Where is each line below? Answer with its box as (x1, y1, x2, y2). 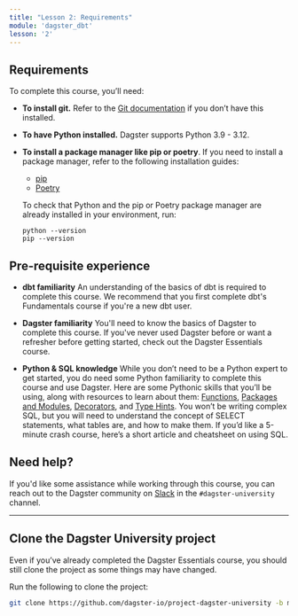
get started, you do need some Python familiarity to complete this (21, 373, 262, 383)
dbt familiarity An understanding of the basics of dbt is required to (21, 282, 267, 292)
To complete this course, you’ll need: (9, 86, 145, 97)
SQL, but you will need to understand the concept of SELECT (21, 410, 246, 421)
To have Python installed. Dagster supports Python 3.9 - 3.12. (21, 129, 250, 140)
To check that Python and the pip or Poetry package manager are (21, 200, 262, 211)
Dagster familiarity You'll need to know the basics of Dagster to (21, 318, 257, 328)
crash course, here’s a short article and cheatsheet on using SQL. (49, 429, 288, 440)
